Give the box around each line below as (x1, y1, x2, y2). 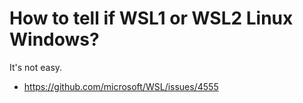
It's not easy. (9, 61, 63, 73)
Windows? (9, 28, 100, 51)
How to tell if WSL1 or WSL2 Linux (9, 7, 294, 30)
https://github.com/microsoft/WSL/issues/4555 (23, 80, 219, 92)
